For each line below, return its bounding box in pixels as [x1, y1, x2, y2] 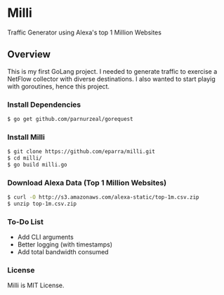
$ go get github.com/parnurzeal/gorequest [7, 116, 133, 123]
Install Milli [7, 132, 46, 142]
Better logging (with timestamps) [17, 240, 113, 249]
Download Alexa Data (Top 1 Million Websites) [7, 178, 167, 188]
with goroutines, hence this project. [7, 82, 110, 91]
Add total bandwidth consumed [17, 248, 109, 256]
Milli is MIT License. [7, 281, 65, 289]
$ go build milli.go [7, 161, 68, 168]
